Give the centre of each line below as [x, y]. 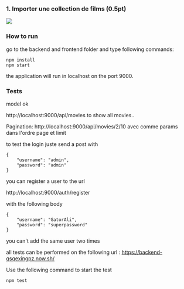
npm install [21, 60]
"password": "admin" [42, 165]
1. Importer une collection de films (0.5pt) [66, 9]
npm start [18, 65]
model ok [17, 104]
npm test [17, 280]
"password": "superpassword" [52, 225]
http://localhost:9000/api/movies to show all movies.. [70, 115]
